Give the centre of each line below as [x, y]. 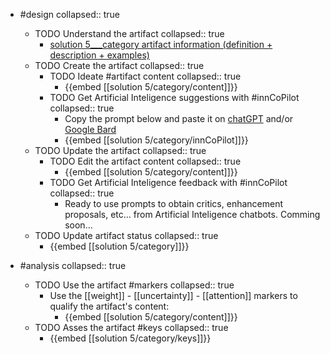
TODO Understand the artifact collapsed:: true [129, 33]
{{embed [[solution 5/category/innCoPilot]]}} [156, 140]
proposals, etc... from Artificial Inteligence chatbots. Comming [192, 214]
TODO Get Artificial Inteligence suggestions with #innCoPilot [174, 97]
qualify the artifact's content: [109, 306]
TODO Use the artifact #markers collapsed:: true [134, 285]
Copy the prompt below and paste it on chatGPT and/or [179, 118]
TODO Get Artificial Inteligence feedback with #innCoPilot [168, 182]
